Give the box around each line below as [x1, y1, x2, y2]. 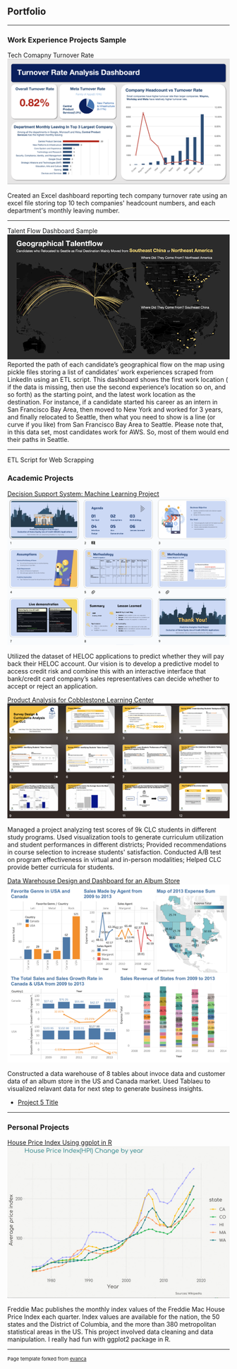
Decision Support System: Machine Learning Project [7, 489, 159, 498]
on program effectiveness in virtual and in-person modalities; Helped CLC [7, 855, 222, 863]
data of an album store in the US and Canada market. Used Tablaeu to [7, 1077, 211, 1085]
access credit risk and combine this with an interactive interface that [7, 666, 207, 675]
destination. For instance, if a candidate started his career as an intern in [7, 398, 218, 407]
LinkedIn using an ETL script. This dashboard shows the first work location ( [7, 376, 229, 384]
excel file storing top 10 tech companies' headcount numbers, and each [7, 199, 216, 208]
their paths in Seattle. [7, 436, 69, 444]
